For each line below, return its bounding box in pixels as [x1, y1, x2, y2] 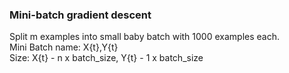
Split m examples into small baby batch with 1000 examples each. [9, 31, 281, 43]
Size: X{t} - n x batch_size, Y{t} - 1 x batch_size [9, 52, 204, 64]
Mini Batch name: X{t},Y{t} [9, 41, 119, 53]
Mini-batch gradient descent [9, 8, 152, 22]
